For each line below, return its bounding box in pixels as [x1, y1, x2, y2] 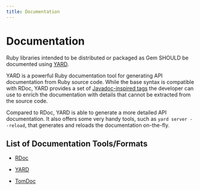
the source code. [6, 97, 48, 104]
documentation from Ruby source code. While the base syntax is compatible [6, 78, 195, 85]
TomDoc [14, 177, 36, 185]
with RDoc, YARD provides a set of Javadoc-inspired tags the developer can [6, 85, 194, 92]
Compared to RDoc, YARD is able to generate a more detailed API [6, 108, 167, 116]
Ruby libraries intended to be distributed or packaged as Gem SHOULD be [6, 54, 189, 61]
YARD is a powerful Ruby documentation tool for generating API [6, 72, 163, 79]
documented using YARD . [6, 60, 69, 67]
